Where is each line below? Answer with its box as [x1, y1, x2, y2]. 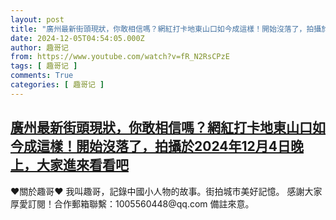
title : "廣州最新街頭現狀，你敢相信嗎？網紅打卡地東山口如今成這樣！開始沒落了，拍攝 [10, 24, 322, 34]
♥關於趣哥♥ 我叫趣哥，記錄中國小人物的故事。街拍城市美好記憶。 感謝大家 [10, 185, 323, 197]
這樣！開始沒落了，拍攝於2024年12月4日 [36, 138, 291, 155]
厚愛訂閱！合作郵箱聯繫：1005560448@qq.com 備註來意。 [10, 197, 255, 210]
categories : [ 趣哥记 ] [10, 80, 105, 90]
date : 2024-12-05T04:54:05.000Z [10, 33, 145, 43]
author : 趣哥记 [10, 42, 69, 53]
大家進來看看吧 [36, 157, 129, 174]
